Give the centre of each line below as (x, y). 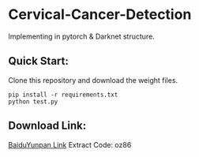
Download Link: (47, 126)
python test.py (33, 101)
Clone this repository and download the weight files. (93, 80)
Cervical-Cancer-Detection (100, 15)
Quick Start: (38, 61)
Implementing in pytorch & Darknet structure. (82, 36)
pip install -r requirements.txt (63, 95)
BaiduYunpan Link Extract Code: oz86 (70, 144)
